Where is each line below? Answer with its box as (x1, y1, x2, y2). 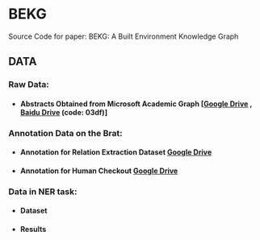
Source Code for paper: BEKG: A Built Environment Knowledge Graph (8, 31, 239, 41)
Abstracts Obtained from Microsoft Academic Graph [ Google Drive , (19, 98, 253, 109)
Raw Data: (8, 79, 50, 90)
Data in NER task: (8, 186, 78, 197)
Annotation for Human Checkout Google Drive (19, 166, 178, 176)
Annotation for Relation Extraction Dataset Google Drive (19, 147, 212, 157)
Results (19, 225, 47, 234)
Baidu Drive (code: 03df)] (19, 107, 107, 117)
